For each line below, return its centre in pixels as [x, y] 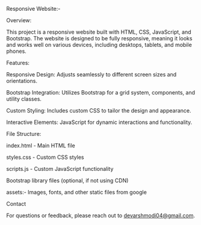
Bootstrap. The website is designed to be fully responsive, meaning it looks [99, 38]
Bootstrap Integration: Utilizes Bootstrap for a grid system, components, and [101, 92]
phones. [17, 51]
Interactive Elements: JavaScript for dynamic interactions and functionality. [99, 122]
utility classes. [24, 99]
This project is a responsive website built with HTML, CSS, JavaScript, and [99, 32]
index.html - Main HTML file [41, 146]
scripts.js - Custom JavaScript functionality [60, 169]
